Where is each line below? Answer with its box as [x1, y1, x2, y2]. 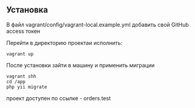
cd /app [6, 78, 26, 84]
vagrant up [6, 51, 34, 57]
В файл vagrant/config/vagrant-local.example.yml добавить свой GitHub [6, 21, 189, 28]
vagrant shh [6, 73, 36, 79]
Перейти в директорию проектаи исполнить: [6, 39, 123, 46]
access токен [6, 27, 41, 35]
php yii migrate [6, 84, 47, 90]
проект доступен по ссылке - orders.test [6, 94, 111, 102]
